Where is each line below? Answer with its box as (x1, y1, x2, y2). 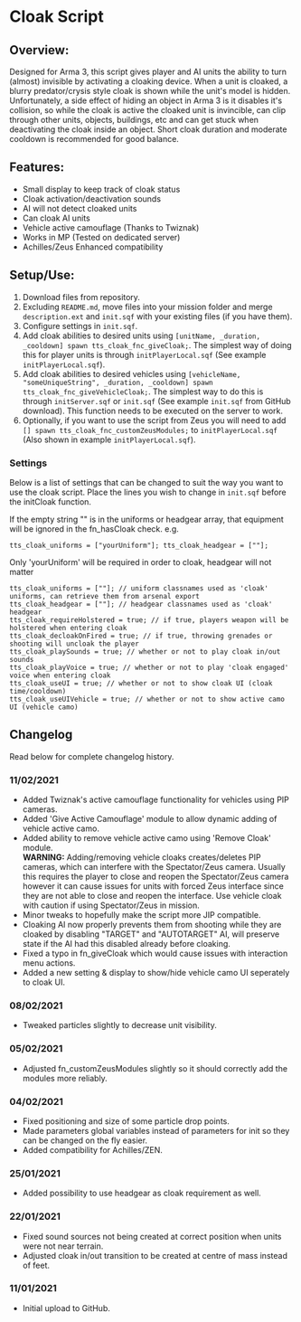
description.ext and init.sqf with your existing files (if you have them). (22, 310, 293, 322)
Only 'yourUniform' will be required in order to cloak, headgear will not (9, 556, 272, 567)
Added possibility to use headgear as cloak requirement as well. (22, 1187, 262, 1199)
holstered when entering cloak (9, 623, 127, 632)
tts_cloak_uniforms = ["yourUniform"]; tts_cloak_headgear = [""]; (9, 541, 269, 550)
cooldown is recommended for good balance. (9, 134, 179, 144)
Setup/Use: (9, 268, 75, 283)
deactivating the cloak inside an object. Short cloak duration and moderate (9, 124, 287, 135)
